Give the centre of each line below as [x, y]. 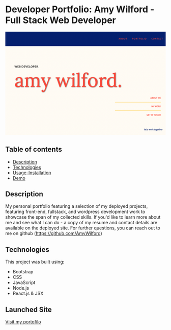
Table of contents [34, 149]
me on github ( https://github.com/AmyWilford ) [54, 233]
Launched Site [28, 309]
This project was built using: [35, 262]
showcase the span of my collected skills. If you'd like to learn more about [83, 217]
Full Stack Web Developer [61, 20]
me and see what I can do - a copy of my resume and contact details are [81, 223]
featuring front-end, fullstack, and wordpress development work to [75, 212]
